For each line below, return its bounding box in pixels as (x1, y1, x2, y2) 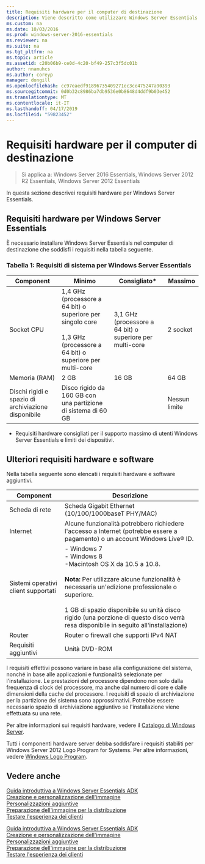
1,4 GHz (61, 287, 85, 296)
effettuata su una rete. (6, 710, 62, 717)
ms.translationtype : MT (6, 94, 67, 100)
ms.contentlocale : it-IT (6, 100, 70, 106)
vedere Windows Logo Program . (6, 753, 88, 761)
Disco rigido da (61, 384, 105, 392)
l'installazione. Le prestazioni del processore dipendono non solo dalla (6, 677, 184, 685)
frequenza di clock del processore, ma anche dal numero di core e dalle (6, 683, 187, 691)
